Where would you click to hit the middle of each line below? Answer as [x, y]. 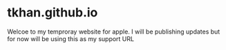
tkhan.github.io [53, 13]
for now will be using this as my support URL [71, 38]
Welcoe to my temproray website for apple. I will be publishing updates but [114, 32]
